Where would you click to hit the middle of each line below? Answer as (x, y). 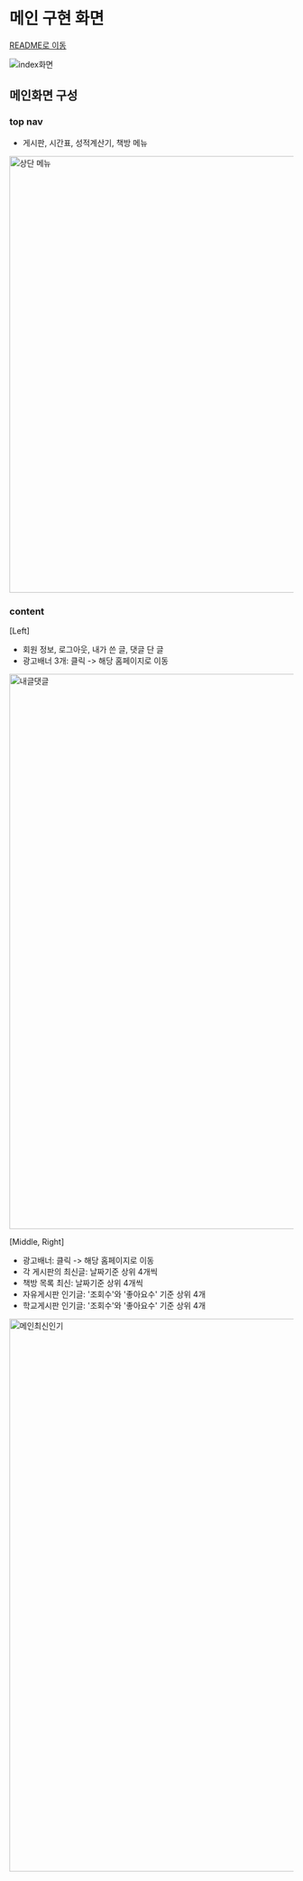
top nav (26, 122)
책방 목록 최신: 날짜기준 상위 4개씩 (83, 1283)
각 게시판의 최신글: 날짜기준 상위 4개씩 (90, 1271)
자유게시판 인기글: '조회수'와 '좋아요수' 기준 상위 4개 (114, 1294)
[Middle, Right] (37, 1241)
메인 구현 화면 (57, 19)
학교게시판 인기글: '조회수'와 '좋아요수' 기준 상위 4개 (114, 1305)
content (27, 611)
